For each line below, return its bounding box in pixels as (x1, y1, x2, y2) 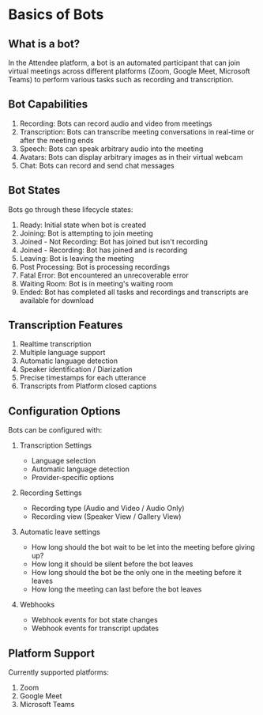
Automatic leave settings (19, 528, 100, 537)
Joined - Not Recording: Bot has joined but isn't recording (19, 236, 208, 246)
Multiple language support (19, 348, 106, 357)
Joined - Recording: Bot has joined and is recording (19, 245, 188, 255)
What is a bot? (8, 37, 81, 51)
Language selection (31, 456, 96, 466)
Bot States (8, 183, 61, 197)
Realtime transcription (19, 339, 92, 349)
